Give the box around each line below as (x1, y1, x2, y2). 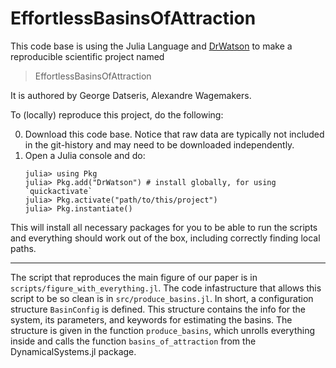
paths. (10, 242, 37, 254)
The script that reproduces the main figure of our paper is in (10, 271, 258, 283)
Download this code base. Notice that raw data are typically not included (24, 128, 325, 140)
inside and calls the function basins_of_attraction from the (10, 335, 257, 347)
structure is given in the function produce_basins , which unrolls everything (10, 324, 315, 336)
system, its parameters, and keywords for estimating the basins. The (10, 313, 293, 326)
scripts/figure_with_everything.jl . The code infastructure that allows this (10, 282, 322, 294)
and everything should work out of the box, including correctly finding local (10, 232, 321, 244)
